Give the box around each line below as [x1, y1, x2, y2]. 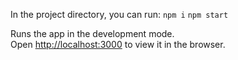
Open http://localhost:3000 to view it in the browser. [10, 39, 226, 50]
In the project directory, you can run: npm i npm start [10, 9, 229, 20]
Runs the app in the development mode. [10, 28, 175, 39]
